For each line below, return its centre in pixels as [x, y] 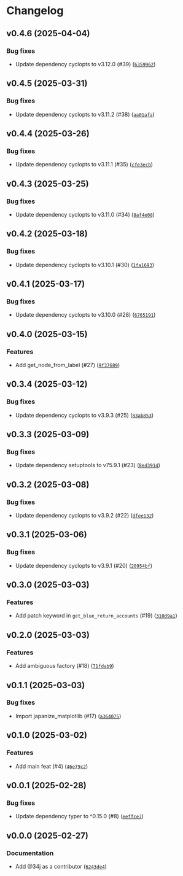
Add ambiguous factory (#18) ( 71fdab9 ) [65, 666]
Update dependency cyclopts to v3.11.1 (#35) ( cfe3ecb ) [84, 165]
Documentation [30, 853]
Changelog [35, 11]
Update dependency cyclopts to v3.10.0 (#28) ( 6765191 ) [85, 315]
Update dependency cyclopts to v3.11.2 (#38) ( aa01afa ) [85, 114]
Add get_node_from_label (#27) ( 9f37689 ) [68, 365]
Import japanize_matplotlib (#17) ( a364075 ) [68, 716]
